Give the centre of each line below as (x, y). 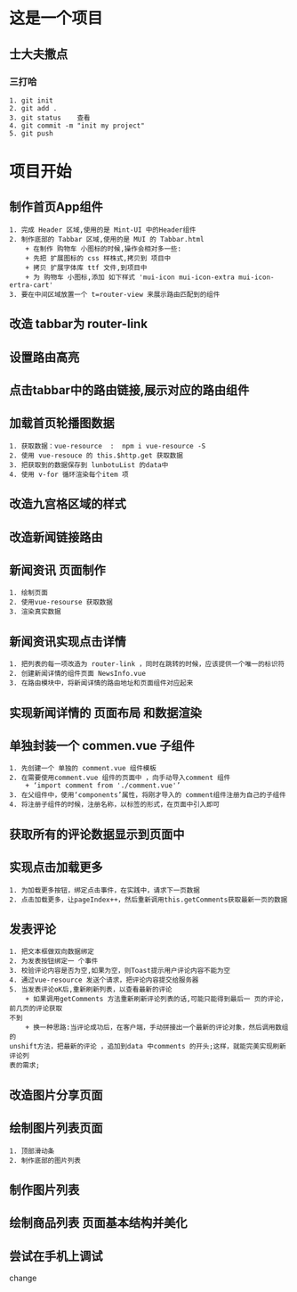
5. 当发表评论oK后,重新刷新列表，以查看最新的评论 (91, 990)
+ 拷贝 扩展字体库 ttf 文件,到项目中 (86, 267)
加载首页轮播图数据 (62, 423)
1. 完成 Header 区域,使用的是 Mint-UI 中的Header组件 (103, 230)
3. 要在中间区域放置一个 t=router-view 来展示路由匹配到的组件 (115, 294)
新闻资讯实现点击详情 (68, 642)
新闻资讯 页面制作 (57, 570)
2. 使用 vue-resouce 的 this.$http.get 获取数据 (96, 456)
